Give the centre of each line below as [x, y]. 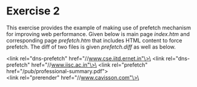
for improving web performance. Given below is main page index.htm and [98, 34]
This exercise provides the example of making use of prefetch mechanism [99, 28]
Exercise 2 [33, 11]
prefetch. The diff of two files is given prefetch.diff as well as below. [91, 47]
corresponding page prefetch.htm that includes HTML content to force [94, 40]
